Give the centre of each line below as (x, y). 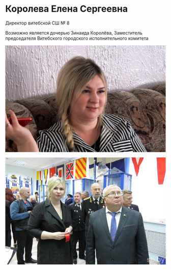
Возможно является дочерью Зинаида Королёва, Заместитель (74, 33)
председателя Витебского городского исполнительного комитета (77, 38)
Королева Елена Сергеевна (67, 9)
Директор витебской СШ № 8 (37, 23)
